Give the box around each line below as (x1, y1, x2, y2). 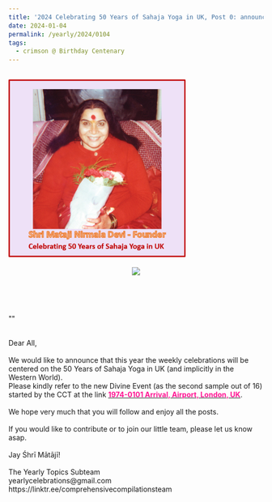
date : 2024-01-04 (8, 21, 67, 30)
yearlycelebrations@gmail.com (8, 475, 112, 485)
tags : (8, 39, 27, 47)
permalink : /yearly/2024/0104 (8, 30, 111, 38)
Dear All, (8, 338, 37, 347)
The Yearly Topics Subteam (8, 466, 101, 477)
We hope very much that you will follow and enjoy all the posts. (8, 406, 219, 416)
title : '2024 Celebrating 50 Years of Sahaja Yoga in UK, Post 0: (8, 13, 237, 21)
